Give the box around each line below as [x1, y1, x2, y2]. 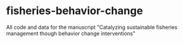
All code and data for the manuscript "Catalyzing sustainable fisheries [6, 24, 178, 31]
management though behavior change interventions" [6, 29, 135, 37]
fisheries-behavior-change [6, 4, 143, 18]
